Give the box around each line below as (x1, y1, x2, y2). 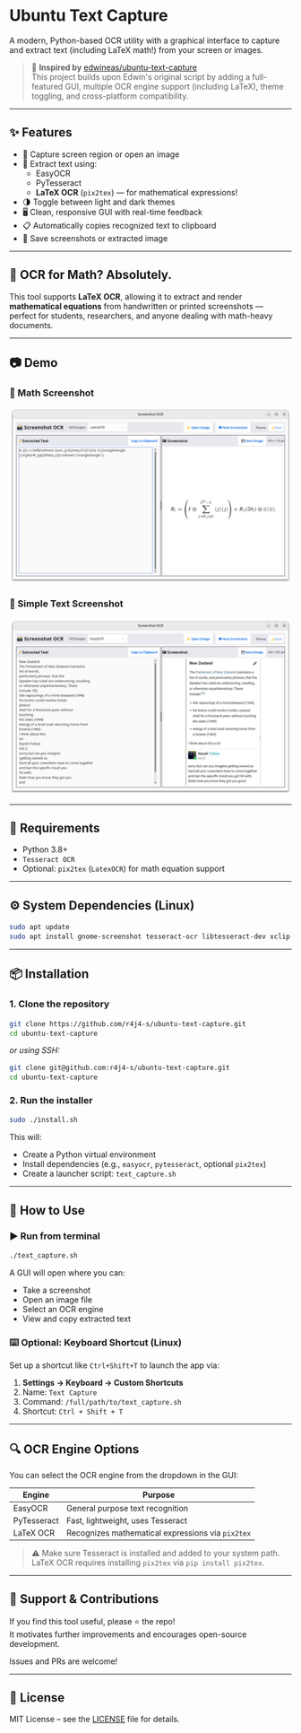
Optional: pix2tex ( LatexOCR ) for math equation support (21, 863, 226, 875)
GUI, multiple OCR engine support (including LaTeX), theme (64, 81, 284, 91)
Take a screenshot (21, 1285, 91, 1295)
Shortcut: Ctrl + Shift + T (21, 1406, 124, 1417)
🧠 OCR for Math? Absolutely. (9, 267, 172, 283)
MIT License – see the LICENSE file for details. (9, 1714, 181, 1725)
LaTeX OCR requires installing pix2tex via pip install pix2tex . (30, 1557, 265, 1568)
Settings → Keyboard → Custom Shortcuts (21, 1378, 184, 1389)
